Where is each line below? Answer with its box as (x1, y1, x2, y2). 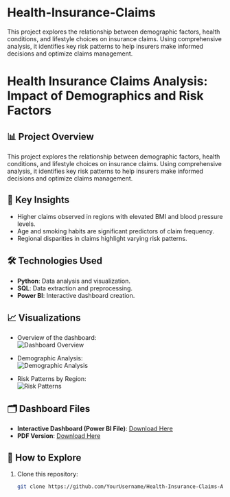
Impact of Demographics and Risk (7, 88, 204, 104)
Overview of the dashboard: (16, 334, 97, 342)
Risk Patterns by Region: (16, 375, 87, 383)
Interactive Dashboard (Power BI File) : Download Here (16, 424, 173, 433)
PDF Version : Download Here (16, 432, 101, 440)
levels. (16, 220, 36, 228)
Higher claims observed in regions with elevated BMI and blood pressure (16, 212, 223, 220)
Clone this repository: (16, 470, 78, 478)
